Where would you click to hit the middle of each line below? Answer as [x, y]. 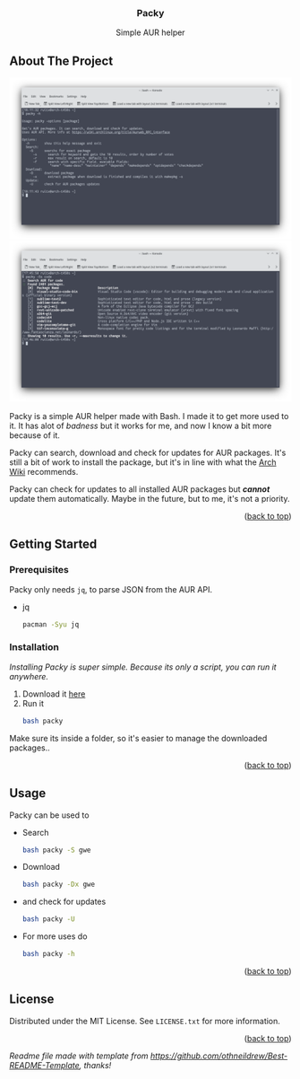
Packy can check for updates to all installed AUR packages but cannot [140, 489]
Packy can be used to [49, 815]
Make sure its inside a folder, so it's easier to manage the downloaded [138, 738]
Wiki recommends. [44, 471]
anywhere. [29, 676]
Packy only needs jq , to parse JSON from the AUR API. [111, 589]
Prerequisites [39, 570]
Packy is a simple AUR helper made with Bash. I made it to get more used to [149, 416]
